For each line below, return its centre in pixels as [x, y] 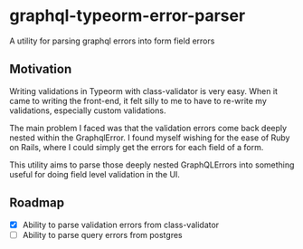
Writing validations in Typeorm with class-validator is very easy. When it [144, 91]
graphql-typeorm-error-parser [128, 16]
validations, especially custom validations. [88, 110]
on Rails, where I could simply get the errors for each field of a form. [137, 147]
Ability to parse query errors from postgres [102, 235]
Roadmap [37, 203]
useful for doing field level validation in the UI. [95, 174]
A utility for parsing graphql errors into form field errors [112, 41]
